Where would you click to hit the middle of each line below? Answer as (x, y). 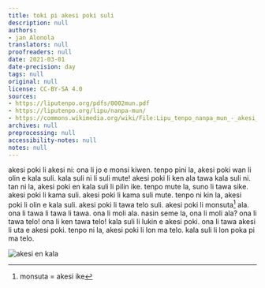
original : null (33, 81)
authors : (22, 30)
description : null (38, 23)
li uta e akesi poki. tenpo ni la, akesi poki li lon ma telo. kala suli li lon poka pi (131, 230)
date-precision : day (42, 67)
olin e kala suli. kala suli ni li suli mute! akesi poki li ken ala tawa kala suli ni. (129, 178)
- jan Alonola (32, 37)
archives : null (33, 125)
